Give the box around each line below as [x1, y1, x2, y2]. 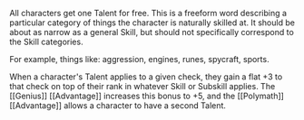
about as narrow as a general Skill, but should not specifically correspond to [9, 27, 295, 37]
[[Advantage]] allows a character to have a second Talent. [9, 100, 227, 111]
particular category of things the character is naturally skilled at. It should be [9, 17, 295, 28]
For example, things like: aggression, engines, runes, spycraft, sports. [9, 54, 270, 64]
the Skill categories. [9, 36, 83, 47]
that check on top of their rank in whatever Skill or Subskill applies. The [9, 81, 276, 91]
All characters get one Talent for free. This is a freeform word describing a [9, 8, 288, 18]
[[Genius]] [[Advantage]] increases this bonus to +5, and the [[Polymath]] [9, 90, 284, 101]
